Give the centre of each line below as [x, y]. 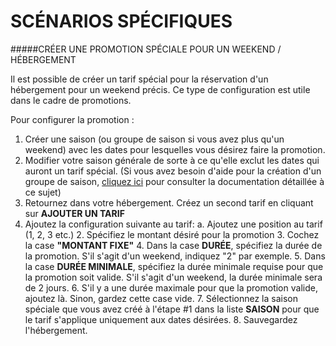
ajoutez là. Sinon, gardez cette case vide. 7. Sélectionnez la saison [161, 298]
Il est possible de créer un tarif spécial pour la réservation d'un [139, 79]
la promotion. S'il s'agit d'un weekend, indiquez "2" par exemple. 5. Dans [175, 256]
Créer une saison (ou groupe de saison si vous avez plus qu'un [154, 139]
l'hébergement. [56, 330]
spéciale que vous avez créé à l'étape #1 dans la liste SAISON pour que [172, 309]
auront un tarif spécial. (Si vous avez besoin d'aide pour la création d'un [173, 171]
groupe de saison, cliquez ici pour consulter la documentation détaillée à [174, 181]
